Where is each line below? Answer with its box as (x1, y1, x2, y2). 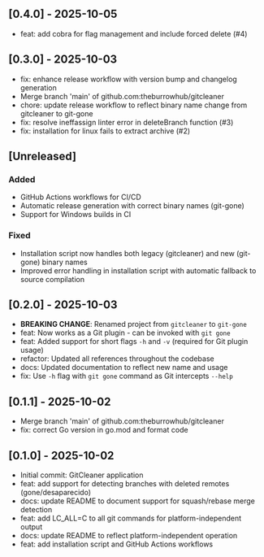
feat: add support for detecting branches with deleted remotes (19, 479, 230, 489)
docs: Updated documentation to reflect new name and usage (19, 363, 228, 372)
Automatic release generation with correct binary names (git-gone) (19, 201, 245, 211)
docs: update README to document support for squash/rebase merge (19, 496, 256, 506)
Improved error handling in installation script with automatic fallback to (19, 265, 257, 276)
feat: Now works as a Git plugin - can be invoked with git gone (19, 328, 231, 337)
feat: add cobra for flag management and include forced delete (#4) (19, 28, 248, 38)
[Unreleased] (8, 150, 77, 163)
